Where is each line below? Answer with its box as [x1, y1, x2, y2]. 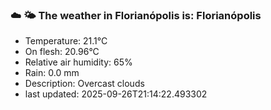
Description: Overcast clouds [24, 78, 145, 90]
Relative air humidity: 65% [24, 56, 133, 68]
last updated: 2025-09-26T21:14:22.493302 [24, 88, 208, 100]
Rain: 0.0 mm [24, 67, 80, 79]
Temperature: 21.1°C [24, 35, 108, 47]
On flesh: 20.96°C [24, 46, 100, 58]
